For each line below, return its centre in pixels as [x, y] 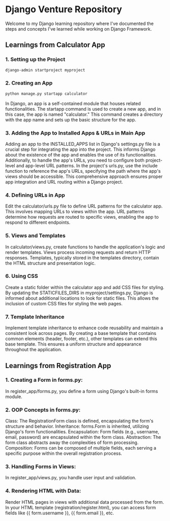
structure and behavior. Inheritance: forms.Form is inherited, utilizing [77, 426]
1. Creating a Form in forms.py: [44, 380]
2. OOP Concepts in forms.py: [43, 410]
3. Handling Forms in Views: [41, 466]
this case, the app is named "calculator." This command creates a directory [84, 114]
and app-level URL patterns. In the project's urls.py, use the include [87, 165]
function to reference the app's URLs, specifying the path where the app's [83, 171]
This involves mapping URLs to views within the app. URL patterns [75, 212]
